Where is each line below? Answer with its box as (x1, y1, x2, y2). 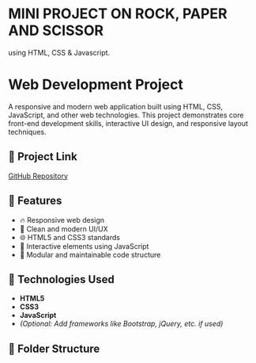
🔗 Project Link (8, 150, 77, 163)
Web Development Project (8, 76, 183, 94)
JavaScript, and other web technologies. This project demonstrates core (8, 110, 244, 120)
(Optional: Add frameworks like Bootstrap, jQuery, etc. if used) (19, 319, 224, 329)
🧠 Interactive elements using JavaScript (19, 241, 149, 250)
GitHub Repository (8, 171, 69, 181)
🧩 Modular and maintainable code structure (19, 250, 161, 259)
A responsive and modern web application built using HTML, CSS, (8, 101, 224, 111)
